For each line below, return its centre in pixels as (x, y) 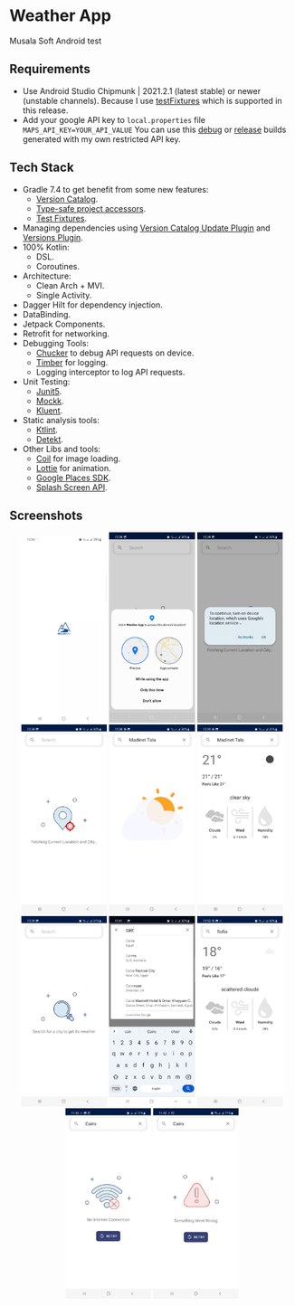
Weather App (60, 16)
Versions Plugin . (52, 237)
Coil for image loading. (78, 459)
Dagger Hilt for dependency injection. (92, 305)
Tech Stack (42, 168)
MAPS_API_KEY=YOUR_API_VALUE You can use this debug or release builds (154, 129)
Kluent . (49, 410)
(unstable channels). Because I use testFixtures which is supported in (152, 100)
